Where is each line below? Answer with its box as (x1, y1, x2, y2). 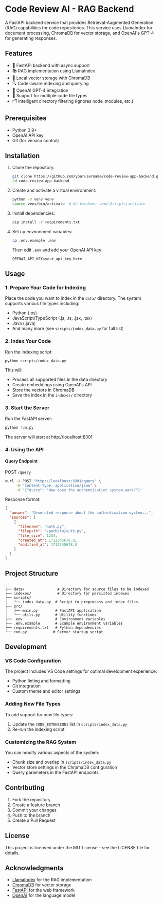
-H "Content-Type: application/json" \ (16, 483, 97, 488)
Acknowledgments (5, 864, 64, 872)
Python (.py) (12, 310, 37, 316)
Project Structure (5, 570, 58, 578)
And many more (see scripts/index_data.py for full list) (12, 326, 124, 331)
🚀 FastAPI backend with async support (12, 62, 90, 68)
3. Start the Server (5, 404, 50, 411)
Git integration (12, 683, 41, 689)
